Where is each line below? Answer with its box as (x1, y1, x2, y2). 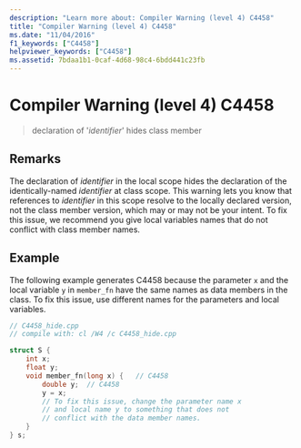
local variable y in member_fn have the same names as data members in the (9, 284, 288, 295)
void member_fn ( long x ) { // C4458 (25, 371, 169, 381)
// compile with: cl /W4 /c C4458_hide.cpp (9, 330, 177, 339)
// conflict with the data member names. (42, 413, 202, 423)
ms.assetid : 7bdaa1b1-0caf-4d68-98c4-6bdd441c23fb (9, 56, 206, 65)
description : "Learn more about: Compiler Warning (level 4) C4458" (9, 13, 275, 23)
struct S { (9, 346, 51, 355)
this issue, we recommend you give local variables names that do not (9, 214, 268, 225)
